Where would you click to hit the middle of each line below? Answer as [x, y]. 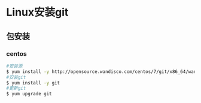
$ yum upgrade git [29, 94]
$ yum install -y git [33, 83]
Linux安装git [37, 12]
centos [16, 53]
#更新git [16, 88]
